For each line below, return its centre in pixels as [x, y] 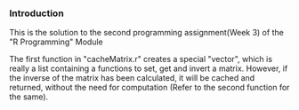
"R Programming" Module [57, 42]
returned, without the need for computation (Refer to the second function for [149, 88]
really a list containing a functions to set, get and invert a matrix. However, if [149, 68]
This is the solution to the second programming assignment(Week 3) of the [147, 33]
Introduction [36, 13]
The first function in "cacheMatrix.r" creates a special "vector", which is [141, 59]
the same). [29, 97]
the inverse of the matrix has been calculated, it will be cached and [132, 78]
